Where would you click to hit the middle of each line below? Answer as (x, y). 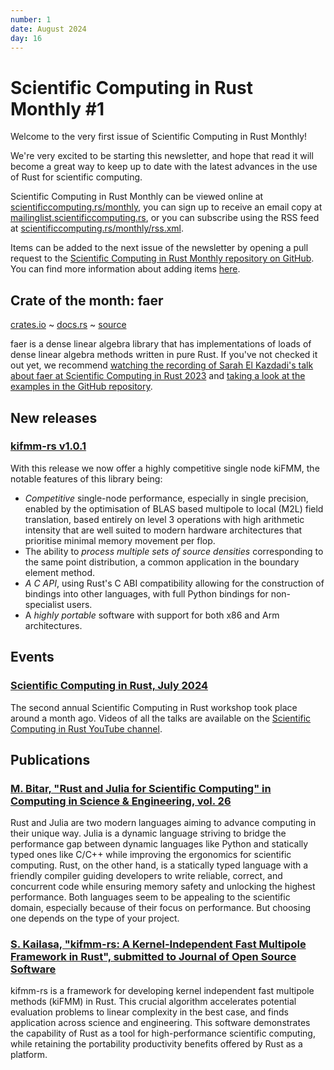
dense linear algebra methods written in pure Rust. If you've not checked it (164, 355)
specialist (44, 604)
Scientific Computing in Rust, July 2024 (109, 686)
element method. (60, 572)
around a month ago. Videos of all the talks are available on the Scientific (161, 718)
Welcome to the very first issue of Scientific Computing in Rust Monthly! (159, 137)
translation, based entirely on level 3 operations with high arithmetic (164, 519)
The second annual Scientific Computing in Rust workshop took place (154, 707)
